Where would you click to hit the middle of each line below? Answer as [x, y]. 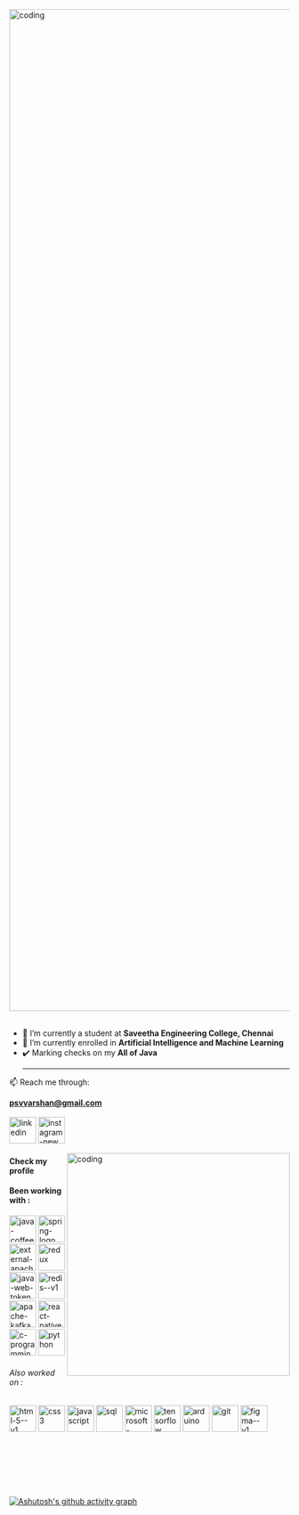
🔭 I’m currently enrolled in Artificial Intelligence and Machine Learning [153, 1043]
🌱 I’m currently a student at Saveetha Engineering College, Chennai [148, 1033]
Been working [36, 1191]
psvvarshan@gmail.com [56, 1103]
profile [22, 1170]
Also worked [32, 1373]
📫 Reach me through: [50, 1082]
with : [20, 1201]
